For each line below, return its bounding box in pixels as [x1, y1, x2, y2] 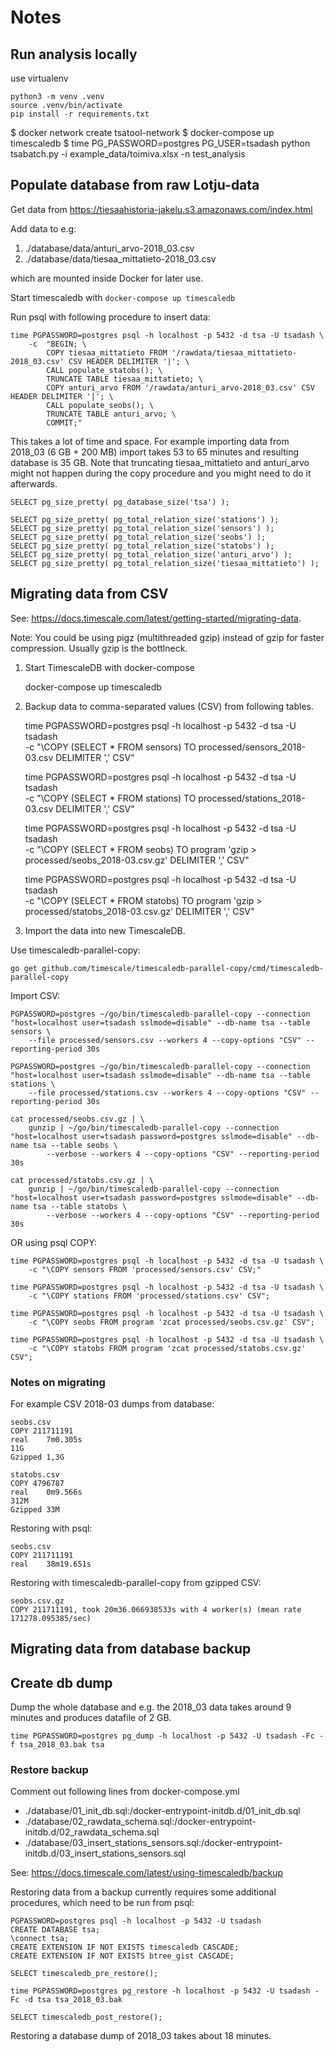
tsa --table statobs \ [32, 1201, 128, 1211]
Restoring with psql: [10, 1522, 93, 1534]
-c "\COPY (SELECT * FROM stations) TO [24, 792, 197, 804]
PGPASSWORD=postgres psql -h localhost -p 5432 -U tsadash [10, 1916, 262, 1926]
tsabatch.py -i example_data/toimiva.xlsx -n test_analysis [10, 148, 246, 160]
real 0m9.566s [10, 1487, 83, 1497]
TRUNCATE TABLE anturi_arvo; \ [46, 409, 177, 419]
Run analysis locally [10, 46, 138, 63]
